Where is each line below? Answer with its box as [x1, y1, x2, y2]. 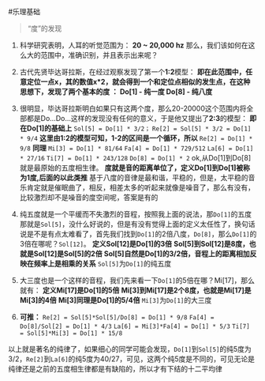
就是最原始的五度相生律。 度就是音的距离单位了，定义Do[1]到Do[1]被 [19, 163, 244, 172]
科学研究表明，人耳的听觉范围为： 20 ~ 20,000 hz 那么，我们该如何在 [19, 40, 248, 50]
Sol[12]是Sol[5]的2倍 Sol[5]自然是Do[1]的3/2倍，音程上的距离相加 [33, 249, 250, 258]
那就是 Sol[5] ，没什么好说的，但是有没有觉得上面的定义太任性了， [19, 220, 235, 228]
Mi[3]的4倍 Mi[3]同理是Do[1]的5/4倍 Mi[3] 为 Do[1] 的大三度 [19, 296, 212, 304]
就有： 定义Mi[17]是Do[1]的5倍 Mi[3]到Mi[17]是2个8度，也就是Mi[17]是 [19, 285, 252, 295]
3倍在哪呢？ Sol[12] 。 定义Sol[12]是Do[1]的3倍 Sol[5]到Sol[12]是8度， [19, 240, 250, 248]
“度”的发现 [27, 24, 62, 33]
